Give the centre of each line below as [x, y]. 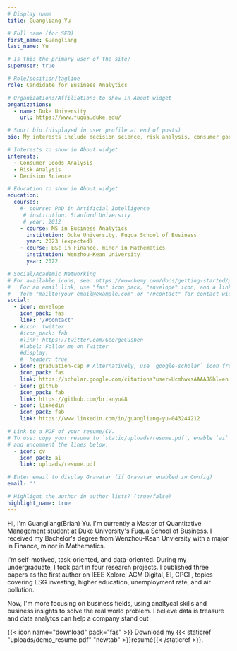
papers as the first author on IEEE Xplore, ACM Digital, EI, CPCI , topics [110, 575]
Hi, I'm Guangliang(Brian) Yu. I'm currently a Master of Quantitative [104, 523]
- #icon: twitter [39, 326]
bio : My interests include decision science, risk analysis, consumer [113, 137]
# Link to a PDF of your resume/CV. [61, 432]
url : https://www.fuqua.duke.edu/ [71, 117]
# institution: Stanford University [77, 215]
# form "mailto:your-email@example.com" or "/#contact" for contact [113, 294]
